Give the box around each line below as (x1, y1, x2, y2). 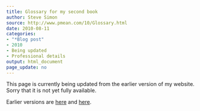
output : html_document (6, 58, 63, 64)
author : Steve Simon (6, 14, 58, 20)
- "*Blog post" (6, 36, 44, 42)
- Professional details (6, 53, 66, 59)
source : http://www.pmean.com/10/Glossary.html (6, 20, 128, 26)
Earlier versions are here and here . (6, 98, 92, 106)
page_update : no (6, 64, 47, 70)
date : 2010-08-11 (6, 25, 50, 32)
